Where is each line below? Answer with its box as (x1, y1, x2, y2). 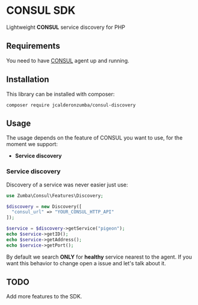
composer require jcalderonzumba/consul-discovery (6, 102, 136, 108)
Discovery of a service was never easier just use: (6, 181, 128, 188)
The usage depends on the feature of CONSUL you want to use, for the (6, 134, 183, 141)
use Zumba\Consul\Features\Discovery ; (6, 193, 104, 199)
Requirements (6, 41, 60, 51)
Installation (6, 75, 49, 85)
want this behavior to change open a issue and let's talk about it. (6, 259, 167, 266)
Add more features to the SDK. (6, 293, 82, 300)
